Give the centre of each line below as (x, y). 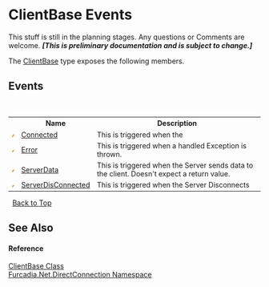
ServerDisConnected (56, 185)
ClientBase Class (36, 266)
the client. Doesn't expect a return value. (164, 174)
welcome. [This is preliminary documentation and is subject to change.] (130, 45)
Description (177, 123)
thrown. (110, 154)
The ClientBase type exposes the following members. (96, 61)
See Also (31, 228)
